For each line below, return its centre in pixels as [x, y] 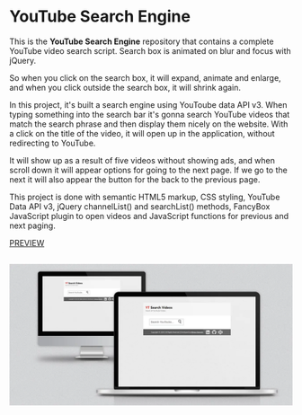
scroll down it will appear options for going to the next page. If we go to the [148, 170]
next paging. [32, 225]
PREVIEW [27, 243]
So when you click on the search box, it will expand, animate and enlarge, [145, 77]
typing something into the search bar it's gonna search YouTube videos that [150, 114]
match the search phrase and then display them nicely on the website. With [149, 124]
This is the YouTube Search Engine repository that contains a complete [142, 41]
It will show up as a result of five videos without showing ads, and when [142, 160]
